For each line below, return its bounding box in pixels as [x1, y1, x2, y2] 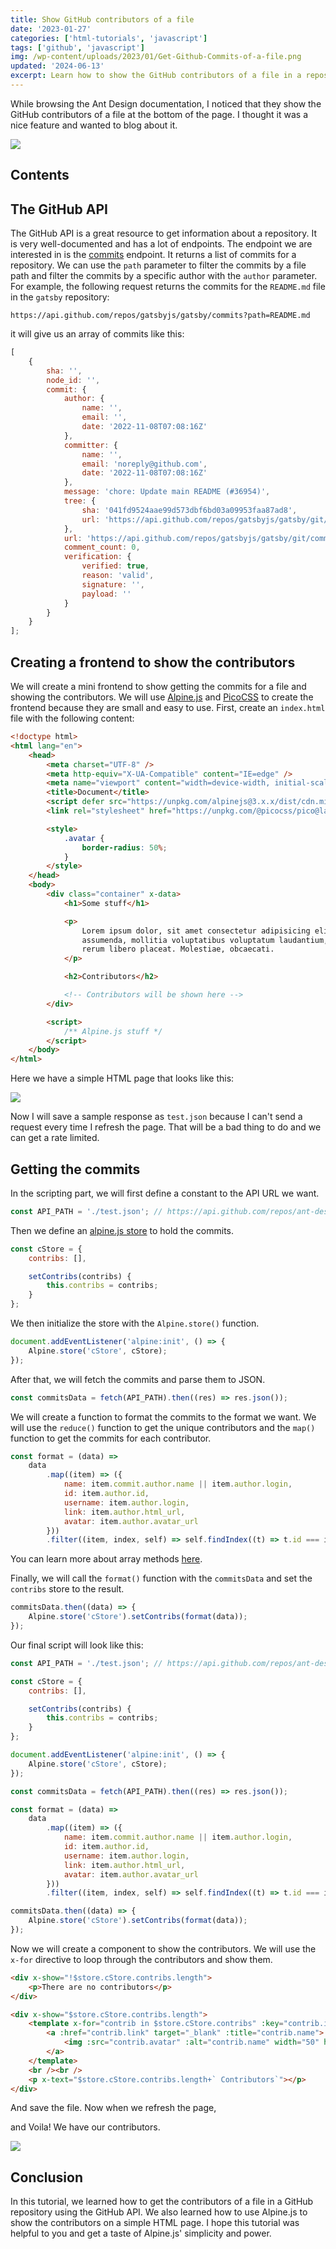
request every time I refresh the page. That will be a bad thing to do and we [10, 1121, 322, 1133]
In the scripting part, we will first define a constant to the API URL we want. [10, 1187, 320, 1199]
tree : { [63, 496, 97, 506]
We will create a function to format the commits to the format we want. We [10, 1411, 317, 1423]
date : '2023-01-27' [10, 24, 92, 34]
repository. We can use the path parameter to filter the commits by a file [10, 259, 307, 271]
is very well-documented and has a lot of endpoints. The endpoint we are [10, 238, 313, 250]
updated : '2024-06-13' [10, 61, 105, 71]
